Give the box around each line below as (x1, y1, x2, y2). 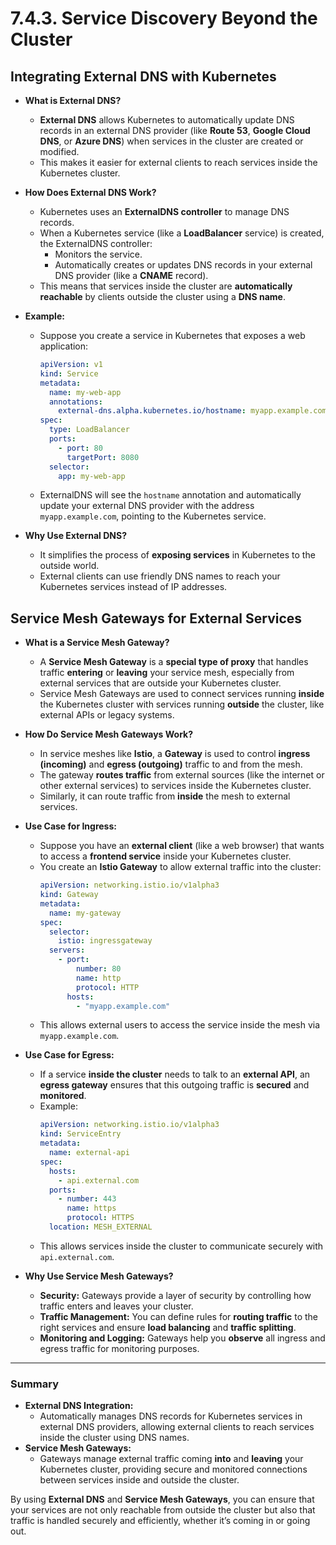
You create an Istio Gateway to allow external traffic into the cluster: (39, 861, 322, 873)
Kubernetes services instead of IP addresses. (39, 581, 228, 593)
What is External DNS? (24, 95, 122, 106)
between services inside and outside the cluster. (39, 1474, 240, 1486)
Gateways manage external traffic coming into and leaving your (39, 1453, 304, 1465)
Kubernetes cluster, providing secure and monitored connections (39, 1463, 308, 1476)
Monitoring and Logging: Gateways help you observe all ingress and (39, 1332, 326, 1344)
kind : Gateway (39, 890, 99, 900)
